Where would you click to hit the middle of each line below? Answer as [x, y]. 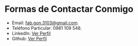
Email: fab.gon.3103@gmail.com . [45, 23]
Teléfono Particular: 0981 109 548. [47, 28]
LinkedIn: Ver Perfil [31, 33]
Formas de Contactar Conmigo [69, 9]
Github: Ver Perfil [29, 39]
